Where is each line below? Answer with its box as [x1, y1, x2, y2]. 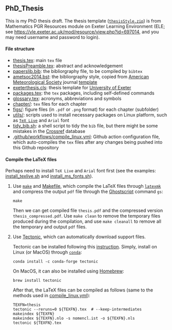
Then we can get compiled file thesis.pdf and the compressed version [12, 207, 163, 213]
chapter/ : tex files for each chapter [12, 101, 87, 107]
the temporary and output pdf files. [12, 224, 87, 230]
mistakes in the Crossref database [12, 128, 86, 134]
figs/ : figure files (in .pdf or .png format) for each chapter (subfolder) [12, 106, 159, 112]
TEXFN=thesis [12, 302, 41, 307]
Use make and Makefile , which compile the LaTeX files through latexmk [12, 183, 161, 189]
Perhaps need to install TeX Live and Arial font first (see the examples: [5, 168, 156, 174]
